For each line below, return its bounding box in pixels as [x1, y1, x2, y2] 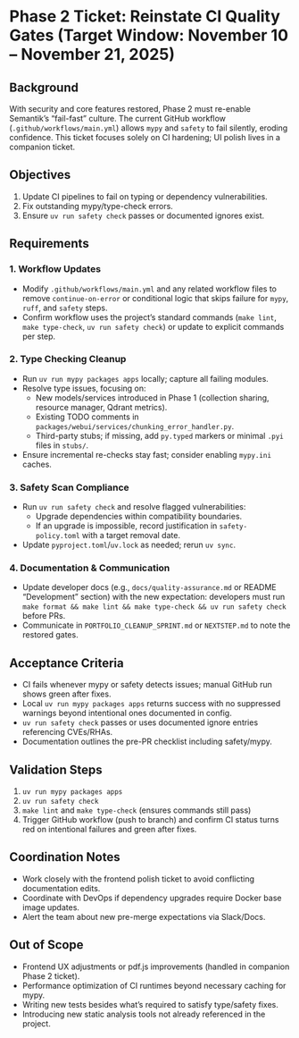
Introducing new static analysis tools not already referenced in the [21, 1008, 266, 1019]
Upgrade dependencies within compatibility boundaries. [35, 511, 243, 522]
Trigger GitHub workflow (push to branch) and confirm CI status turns [21, 814, 279, 825]
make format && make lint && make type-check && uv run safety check [21, 603, 287, 612]
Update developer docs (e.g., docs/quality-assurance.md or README [21, 582, 277, 593]
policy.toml [35, 532, 80, 541]
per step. [21, 331, 56, 342]
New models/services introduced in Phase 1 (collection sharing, [35, 392, 270, 403]
